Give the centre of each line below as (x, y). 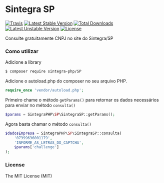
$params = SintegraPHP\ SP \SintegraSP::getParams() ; (60, 114)
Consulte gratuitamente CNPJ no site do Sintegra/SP (59, 38)
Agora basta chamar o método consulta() (48, 124)
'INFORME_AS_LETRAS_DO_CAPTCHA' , (49, 143)
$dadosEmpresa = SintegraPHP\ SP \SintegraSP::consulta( (63, 133)
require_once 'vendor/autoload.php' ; (44, 90)
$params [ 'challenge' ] (36, 147)
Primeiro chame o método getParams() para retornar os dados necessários (82, 100)
